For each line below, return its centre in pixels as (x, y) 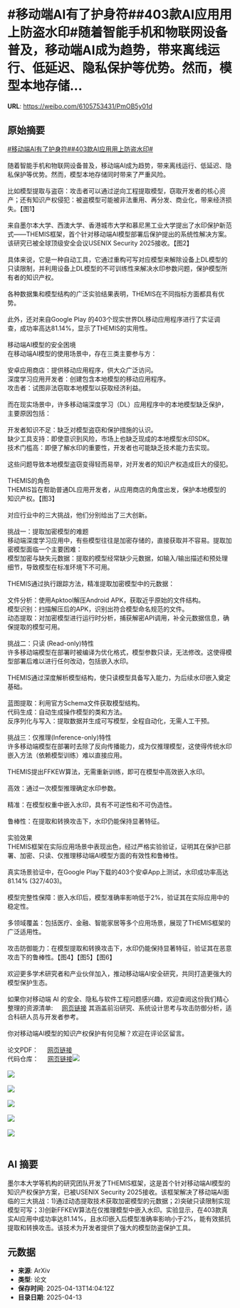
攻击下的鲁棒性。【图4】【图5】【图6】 (62, 957)
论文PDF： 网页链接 (40, 1050)
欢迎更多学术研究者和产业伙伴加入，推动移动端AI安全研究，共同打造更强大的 (120, 974)
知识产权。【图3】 (33, 498)
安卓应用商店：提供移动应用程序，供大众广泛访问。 (82, 370)
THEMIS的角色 (29, 480)
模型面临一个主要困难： (48, 549)
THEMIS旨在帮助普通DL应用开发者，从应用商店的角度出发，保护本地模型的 (117, 489)
